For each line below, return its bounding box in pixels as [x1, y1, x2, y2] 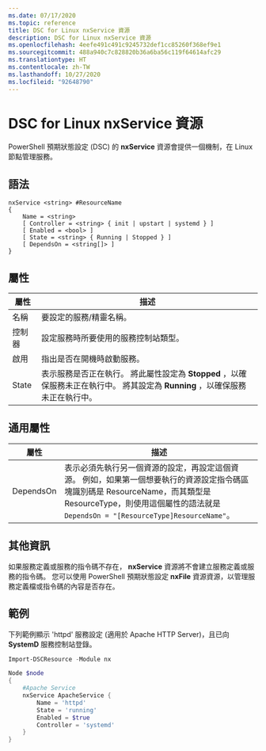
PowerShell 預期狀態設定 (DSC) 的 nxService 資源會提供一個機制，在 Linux [8, 142, 253, 151]
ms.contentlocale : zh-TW [8, 63, 90, 71]
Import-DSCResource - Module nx [8, 655, 112, 663]
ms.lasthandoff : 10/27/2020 [8, 71, 101, 78]
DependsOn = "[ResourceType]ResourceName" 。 [64, 509, 235, 520]
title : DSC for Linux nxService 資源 [8, 26, 131, 34]
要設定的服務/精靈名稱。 [40, 312, 132, 323]
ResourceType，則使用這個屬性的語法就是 [64, 497, 221, 509]
